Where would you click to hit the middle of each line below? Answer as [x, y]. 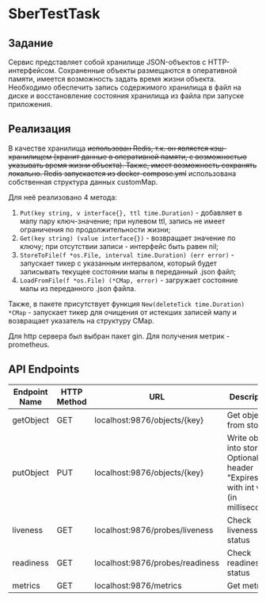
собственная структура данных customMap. [83, 182]
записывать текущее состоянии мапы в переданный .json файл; [128, 271]
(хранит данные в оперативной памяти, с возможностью [150, 156]
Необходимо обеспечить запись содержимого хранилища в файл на [125, 87]
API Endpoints [44, 369]
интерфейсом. [32, 71]
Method [72, 401]
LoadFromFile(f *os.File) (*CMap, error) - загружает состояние [129, 280]
